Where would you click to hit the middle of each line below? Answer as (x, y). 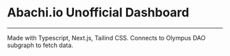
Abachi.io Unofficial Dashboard (98, 13)
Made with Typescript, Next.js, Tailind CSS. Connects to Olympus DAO (106, 38)
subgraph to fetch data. (40, 45)
